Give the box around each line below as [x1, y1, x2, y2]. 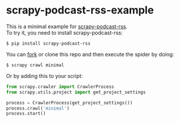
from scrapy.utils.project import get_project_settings [6, 89, 146, 95]
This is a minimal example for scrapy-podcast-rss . [6, 23, 128, 30]
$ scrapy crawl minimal [6, 62, 65, 68]
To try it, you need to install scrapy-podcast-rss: [6, 29, 123, 36]
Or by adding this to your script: [6, 72, 84, 79]
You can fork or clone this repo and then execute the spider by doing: [6, 50, 175, 57]
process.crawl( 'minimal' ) [6, 105, 69, 111]
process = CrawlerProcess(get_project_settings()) [6, 100, 133, 106]
